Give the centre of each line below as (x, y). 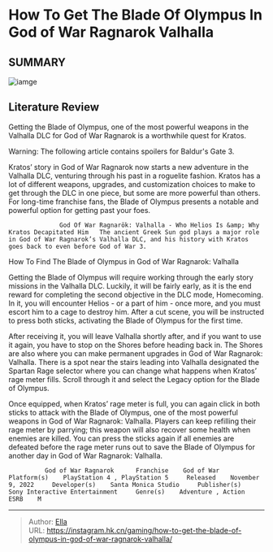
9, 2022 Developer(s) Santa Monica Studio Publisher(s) (125, 485)
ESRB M (25, 499)
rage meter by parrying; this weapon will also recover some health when (130, 429)
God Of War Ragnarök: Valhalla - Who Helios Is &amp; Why (160, 225)
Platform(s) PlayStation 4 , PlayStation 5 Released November (134, 477)
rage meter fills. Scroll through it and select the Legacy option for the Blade (134, 379)
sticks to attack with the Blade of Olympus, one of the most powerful (123, 412)
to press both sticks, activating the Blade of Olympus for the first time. (126, 320)
